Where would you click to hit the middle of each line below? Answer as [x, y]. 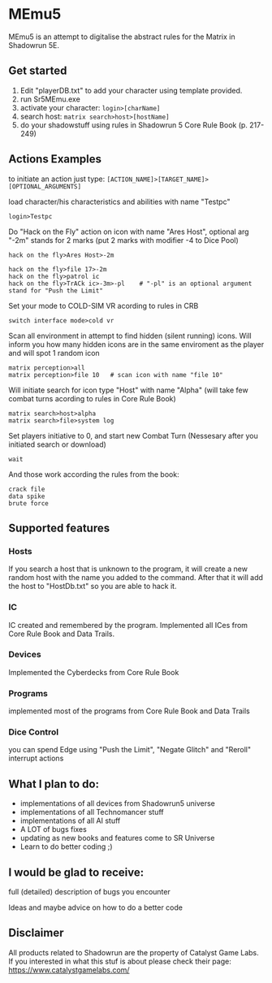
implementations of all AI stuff [70, 821]
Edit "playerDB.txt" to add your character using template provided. [131, 90]
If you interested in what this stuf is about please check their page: [120, 961]
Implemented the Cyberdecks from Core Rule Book [94, 672]
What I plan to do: [54, 784]
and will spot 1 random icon [54, 353]
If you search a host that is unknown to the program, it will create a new [128, 569]
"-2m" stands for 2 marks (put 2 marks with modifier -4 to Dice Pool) [124, 240]
